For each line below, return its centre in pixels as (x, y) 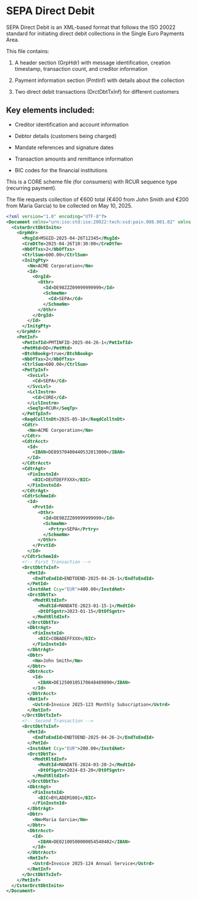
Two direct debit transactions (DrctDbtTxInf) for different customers (97, 91)
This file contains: (28, 51)
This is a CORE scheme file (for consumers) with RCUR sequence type (92, 182)
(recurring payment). (32, 188)
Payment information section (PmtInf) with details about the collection (99, 80)
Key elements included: (50, 110)
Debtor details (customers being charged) (65, 136)
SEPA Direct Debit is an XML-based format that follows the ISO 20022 (91, 27)
